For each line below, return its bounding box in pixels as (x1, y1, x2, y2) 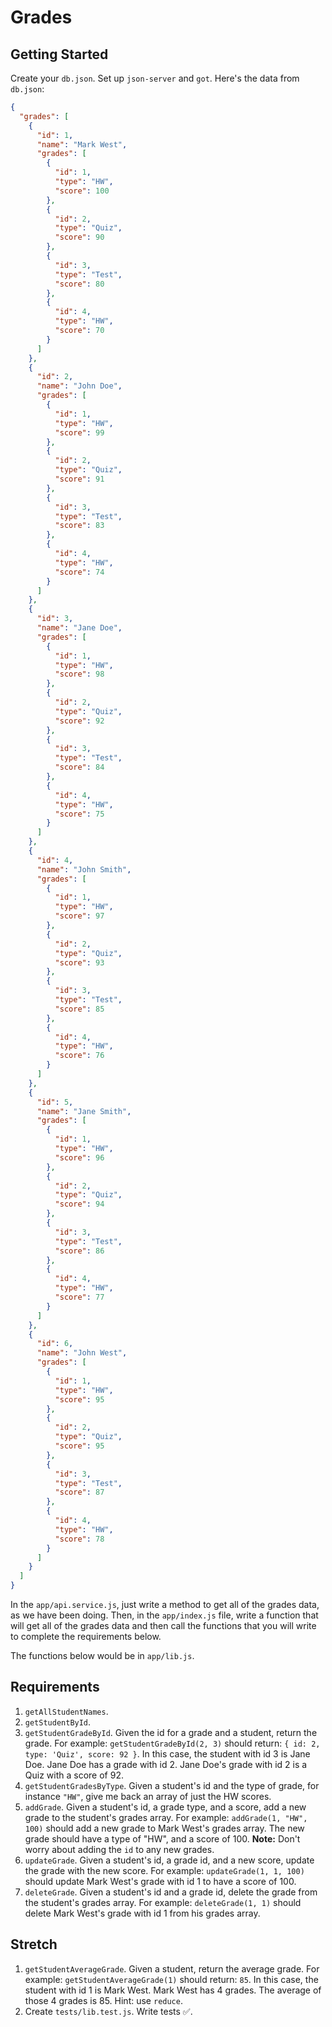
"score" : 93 (54, 957, 105, 968)
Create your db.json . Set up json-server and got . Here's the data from (10, 72, 300, 84)
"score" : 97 (54, 911, 105, 921)
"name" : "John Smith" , (36, 864, 132, 875)
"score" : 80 (54, 279, 105, 289)
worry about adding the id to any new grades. (24, 1843, 215, 1855)
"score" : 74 (54, 567, 105, 577)
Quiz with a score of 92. (24, 1769, 124, 1781)
